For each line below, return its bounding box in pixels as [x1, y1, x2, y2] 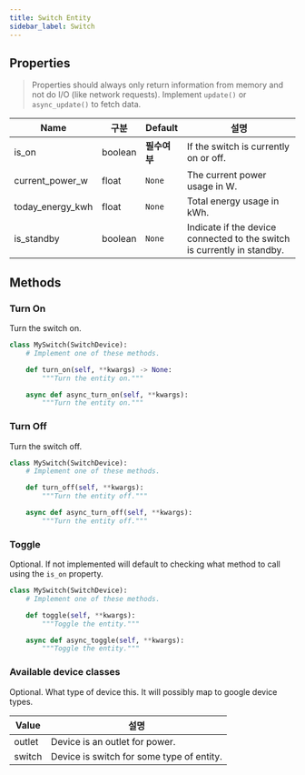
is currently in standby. [186, 244, 284, 257]
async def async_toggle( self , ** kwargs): [25, 636, 184, 645]
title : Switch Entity [9, 13, 92, 23]
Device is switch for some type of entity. [51, 750, 222, 762]
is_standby [14, 233, 61, 246]
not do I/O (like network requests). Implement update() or [31, 89, 247, 100]
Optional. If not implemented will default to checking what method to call [9, 559, 281, 569]
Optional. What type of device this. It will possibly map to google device [9, 686, 278, 697]
